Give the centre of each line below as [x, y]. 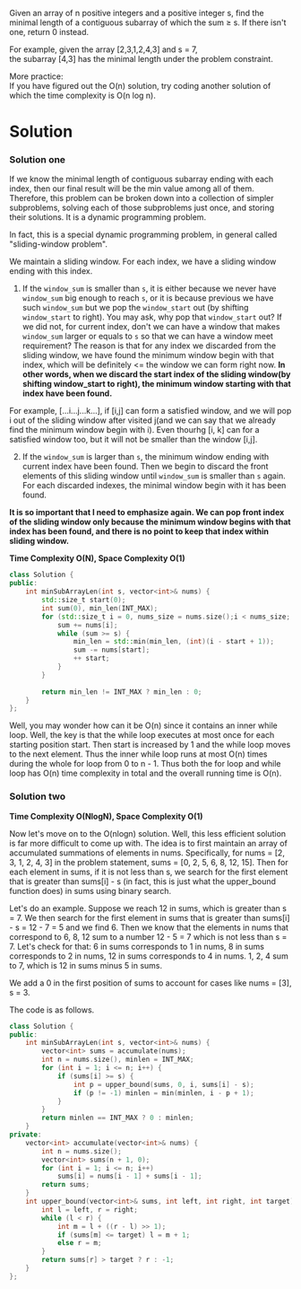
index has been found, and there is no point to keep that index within [139, 531]
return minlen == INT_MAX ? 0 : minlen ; [118, 1118]
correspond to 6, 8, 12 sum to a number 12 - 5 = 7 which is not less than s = [148, 936]
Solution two [37, 796]
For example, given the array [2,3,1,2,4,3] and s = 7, [104, 49]
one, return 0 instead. [49, 32]
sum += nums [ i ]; [87, 625]
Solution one [37, 160]
